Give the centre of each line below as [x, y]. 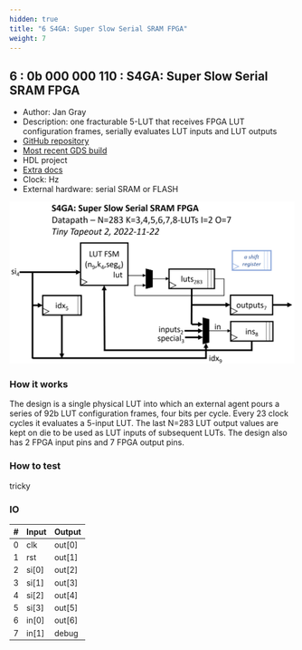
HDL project [45, 160]
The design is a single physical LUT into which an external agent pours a [145, 404]
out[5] [66, 608]
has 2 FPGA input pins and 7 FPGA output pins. [97, 442]
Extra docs [42, 170]
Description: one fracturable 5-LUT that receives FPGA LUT [133, 121]
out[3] [66, 582]
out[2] [66, 570]
